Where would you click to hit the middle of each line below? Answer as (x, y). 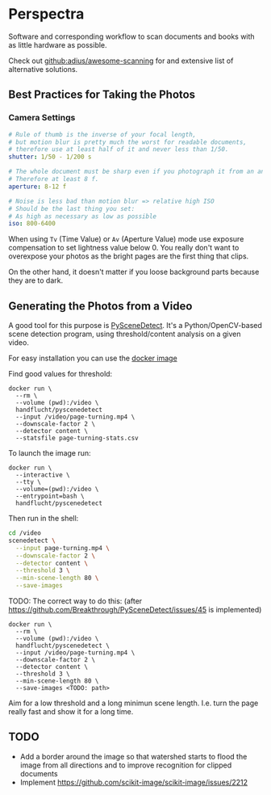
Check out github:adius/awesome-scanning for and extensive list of (121, 61)
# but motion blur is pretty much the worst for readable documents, (128, 142)
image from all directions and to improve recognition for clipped (126, 765)
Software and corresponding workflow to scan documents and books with (132, 36)
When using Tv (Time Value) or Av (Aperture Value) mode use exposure (126, 239)
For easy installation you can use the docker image (93, 358)
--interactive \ (43, 475)
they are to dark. (35, 280)
